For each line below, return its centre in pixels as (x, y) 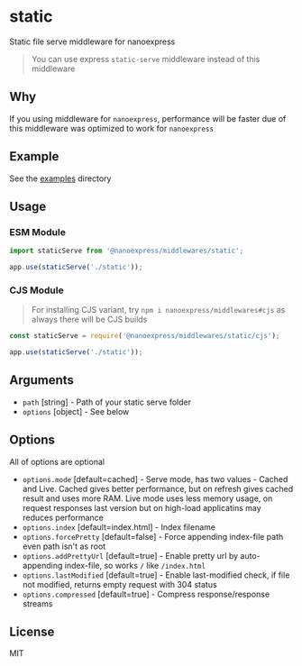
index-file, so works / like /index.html (135, 565)
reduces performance (63, 517)
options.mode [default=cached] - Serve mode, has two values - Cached (155, 479)
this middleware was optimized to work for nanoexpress (112, 128)
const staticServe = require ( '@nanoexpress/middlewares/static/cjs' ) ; (145, 336)
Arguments (42, 380)
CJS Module (37, 290)
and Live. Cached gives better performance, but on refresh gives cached (158, 488)
